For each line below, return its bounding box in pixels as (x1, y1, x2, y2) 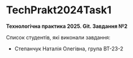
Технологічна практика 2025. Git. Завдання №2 (6, 23, 128, 30)
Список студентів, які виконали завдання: (6, 34, 111, 41)
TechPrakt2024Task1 (6, 3, 112, 17)
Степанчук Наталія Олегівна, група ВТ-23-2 (14, 45, 124, 52)
